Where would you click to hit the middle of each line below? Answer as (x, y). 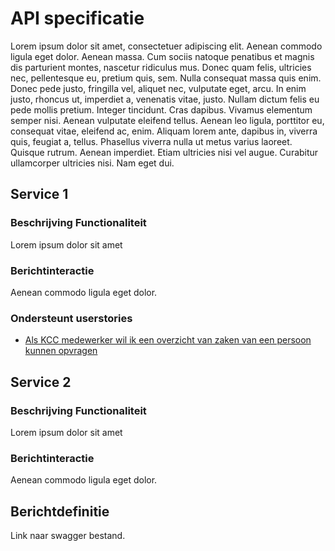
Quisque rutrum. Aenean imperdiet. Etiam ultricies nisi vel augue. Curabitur (164, 152)
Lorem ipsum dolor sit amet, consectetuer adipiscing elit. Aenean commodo (166, 46)
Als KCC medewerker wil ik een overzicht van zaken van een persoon (168, 340)
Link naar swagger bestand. (68, 536)
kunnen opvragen (61, 351)
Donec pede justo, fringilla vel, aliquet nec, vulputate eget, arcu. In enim (158, 88)
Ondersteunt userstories (71, 318)
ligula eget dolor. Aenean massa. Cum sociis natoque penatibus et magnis (162, 56)
